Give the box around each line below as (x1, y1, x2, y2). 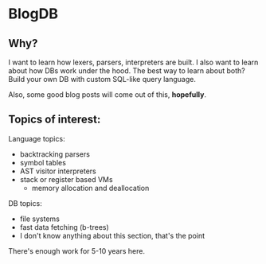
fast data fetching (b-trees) (19, 222, 109, 231)
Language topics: (8, 134, 65, 143)
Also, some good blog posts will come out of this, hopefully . (8, 90, 207, 99)
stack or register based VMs (19, 174, 113, 184)
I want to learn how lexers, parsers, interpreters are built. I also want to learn (8, 57, 259, 67)
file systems (19, 214, 60, 223)
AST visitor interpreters (19, 166, 97, 176)
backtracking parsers (19, 149, 90, 159)
